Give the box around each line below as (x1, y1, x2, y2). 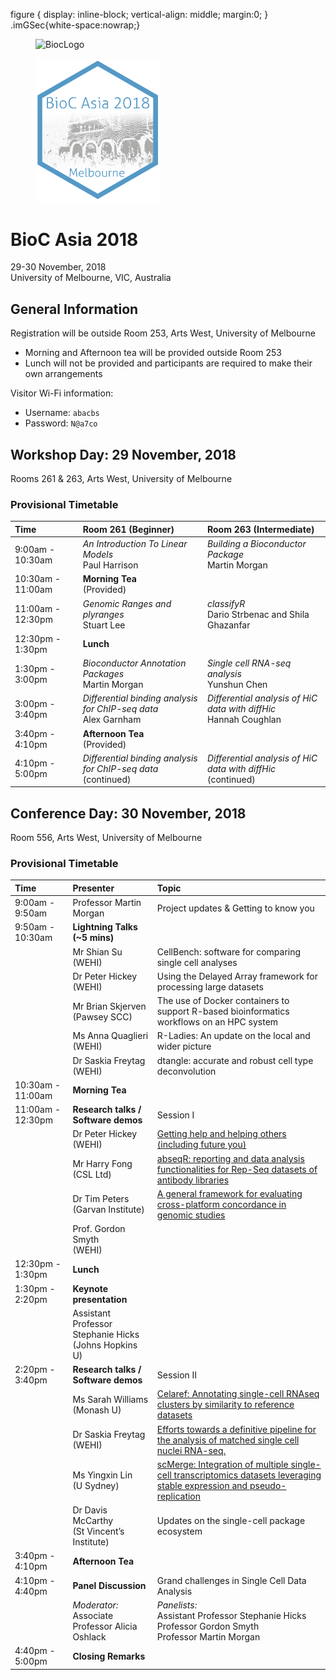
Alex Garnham (82, 714, 142, 726)
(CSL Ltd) (72, 1169, 112, 1181)
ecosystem (156, 1525, 203, 1538)
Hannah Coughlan (206, 714, 282, 726)
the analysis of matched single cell (156, 1434, 300, 1446)
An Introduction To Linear (82, 538, 188, 550)
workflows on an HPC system (156, 1016, 279, 1028)
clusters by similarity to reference (156, 1399, 295, 1411)
